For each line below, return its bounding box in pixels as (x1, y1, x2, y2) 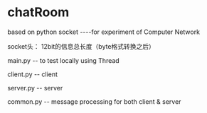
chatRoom (7, 4, 70, 20)
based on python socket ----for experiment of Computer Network (7, 28, 201, 36)
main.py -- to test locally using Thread (7, 56, 120, 64)
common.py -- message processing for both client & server (7, 97, 181, 106)
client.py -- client (7, 70, 58, 78)
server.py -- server (7, 83, 63, 92)
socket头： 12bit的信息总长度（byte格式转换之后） (7, 42, 155, 50)
